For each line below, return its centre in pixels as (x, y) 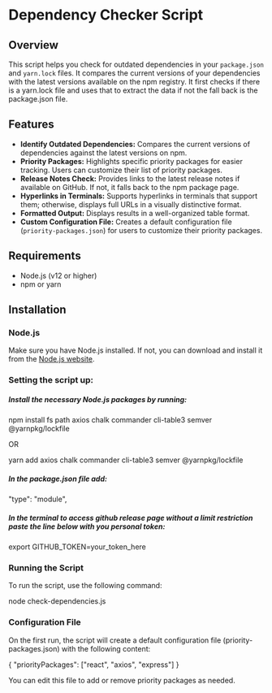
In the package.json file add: (58, 479)
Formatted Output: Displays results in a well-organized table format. (135, 213)
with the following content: (106, 648)
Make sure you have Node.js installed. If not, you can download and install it (136, 350)
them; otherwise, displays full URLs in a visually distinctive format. (131, 204)
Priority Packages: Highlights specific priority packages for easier (132, 161)
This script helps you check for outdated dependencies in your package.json (136, 64)
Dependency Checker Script (106, 15)
